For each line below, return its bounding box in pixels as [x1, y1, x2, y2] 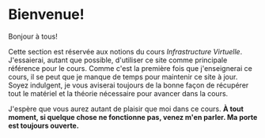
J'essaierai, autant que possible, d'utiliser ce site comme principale [8, 55, 228, 65]
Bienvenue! [8, 6, 85, 24]
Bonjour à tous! [8, 32, 58, 41]
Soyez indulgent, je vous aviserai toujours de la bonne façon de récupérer [8, 80, 249, 90]
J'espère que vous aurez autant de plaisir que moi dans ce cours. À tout [8, 104, 244, 114]
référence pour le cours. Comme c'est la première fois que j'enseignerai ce [8, 63, 253, 73]
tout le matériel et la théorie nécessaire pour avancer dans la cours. [8, 88, 229, 98]
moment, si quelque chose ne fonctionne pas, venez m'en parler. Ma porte [8, 112, 258, 121]
